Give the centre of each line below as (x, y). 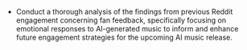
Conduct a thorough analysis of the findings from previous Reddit (124, 12)
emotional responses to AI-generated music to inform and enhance (127, 29)
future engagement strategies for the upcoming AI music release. (124, 37)
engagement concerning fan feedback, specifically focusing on (121, 20)
